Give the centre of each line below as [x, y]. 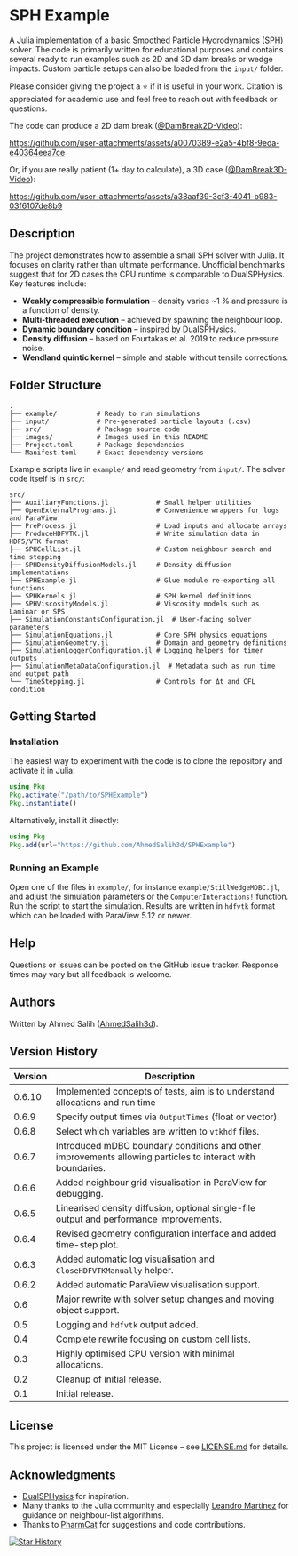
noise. [33, 348]
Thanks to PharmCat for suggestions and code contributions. [133, 1524]
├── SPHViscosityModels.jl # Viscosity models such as [134, 604]
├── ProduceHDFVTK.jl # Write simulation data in [134, 533]
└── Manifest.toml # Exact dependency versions [106, 453]
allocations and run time [106, 1103]
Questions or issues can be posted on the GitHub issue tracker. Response [144, 965]
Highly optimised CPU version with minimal [145, 1354]
